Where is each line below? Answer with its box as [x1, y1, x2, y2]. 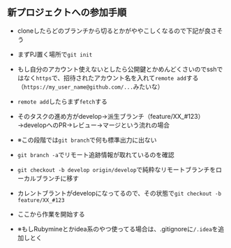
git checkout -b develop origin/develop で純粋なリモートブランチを [17, 165, 216, 173]
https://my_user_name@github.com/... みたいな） [23, 82, 164, 91]
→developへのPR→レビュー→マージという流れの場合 [17, 121, 170, 129]
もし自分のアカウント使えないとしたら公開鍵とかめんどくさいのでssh [17, 65, 218, 73]
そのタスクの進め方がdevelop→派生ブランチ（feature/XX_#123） [17, 112, 204, 120]
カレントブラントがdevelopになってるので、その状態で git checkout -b [17, 189, 222, 197]
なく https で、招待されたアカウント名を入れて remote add [23, 73, 187, 82]
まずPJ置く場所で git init [17, 50, 93, 58]
